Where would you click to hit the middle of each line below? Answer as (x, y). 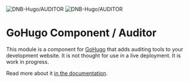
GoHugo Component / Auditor (81, 33)
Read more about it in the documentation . (57, 73)
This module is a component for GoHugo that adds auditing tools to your (94, 49)
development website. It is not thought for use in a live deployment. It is (94, 55)
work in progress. (28, 61)
